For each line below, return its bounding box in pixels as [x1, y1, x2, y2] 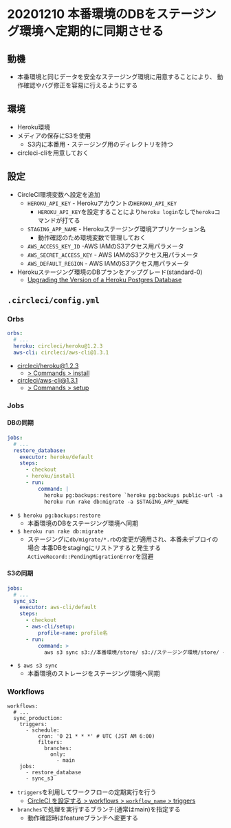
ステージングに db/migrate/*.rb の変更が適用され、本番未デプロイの [27, 535, 219, 543]
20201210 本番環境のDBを [7, 6, 157, 22]
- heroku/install [25, 473, 76, 480]
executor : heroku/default [19, 454, 94, 460]
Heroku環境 [16, 123, 50, 131]
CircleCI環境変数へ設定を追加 [16, 190, 100, 198]
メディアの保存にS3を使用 [16, 131, 91, 140]
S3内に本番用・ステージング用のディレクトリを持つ [27, 140, 173, 148]
